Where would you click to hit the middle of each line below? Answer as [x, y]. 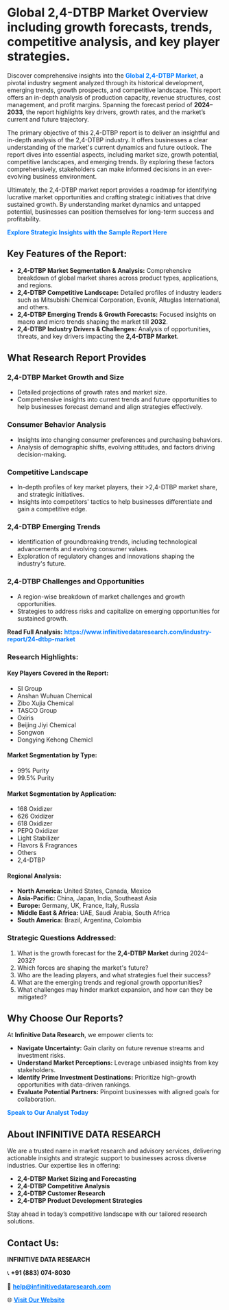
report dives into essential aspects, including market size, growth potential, [113, 154]
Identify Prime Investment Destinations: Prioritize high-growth [107, 1078]
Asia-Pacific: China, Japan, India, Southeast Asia [87, 898]
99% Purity [33, 770]
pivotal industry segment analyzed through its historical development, [106, 82]
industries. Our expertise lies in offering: [64, 1166]
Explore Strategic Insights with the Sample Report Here [87, 232]
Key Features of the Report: [67, 254]
